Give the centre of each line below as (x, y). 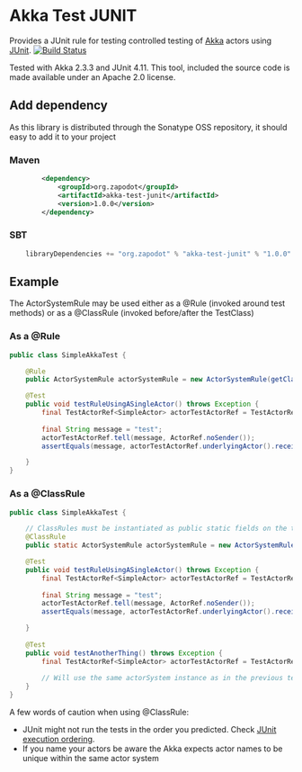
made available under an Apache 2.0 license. (93, 76)
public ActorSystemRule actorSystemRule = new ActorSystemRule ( (148, 380)
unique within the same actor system (90, 758)
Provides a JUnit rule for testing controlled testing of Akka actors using (141, 40)
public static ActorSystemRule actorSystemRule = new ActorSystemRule (160, 545)
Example (34, 281)
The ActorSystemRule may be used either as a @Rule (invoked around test (147, 303)
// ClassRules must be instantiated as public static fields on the (156, 529)
